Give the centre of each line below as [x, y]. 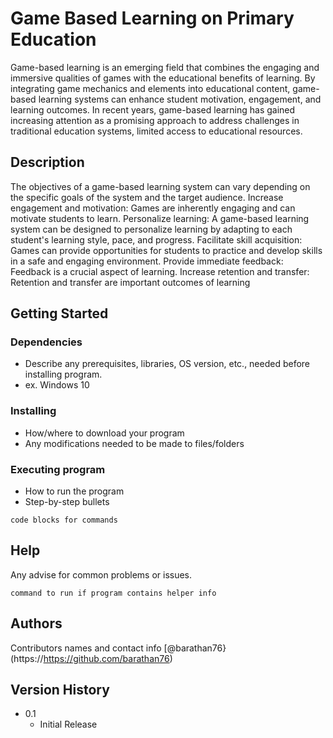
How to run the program [74, 491]
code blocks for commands [64, 520]
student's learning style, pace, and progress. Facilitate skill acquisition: [156, 239]
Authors [36, 623]
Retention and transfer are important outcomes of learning [130, 282]
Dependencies [46, 342]
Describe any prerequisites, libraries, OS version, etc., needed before [167, 364]
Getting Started [59, 313]
